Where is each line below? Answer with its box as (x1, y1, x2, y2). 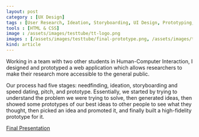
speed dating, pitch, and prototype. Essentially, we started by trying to (6, 88, 178, 95)
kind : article (6, 42, 41, 48)
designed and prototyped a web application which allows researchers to (6, 64, 182, 71)
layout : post (6, 8, 38, 15)
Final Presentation (6, 125, 50, 132)
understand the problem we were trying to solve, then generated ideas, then (6, 94, 192, 101)
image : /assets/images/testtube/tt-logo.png (6, 31, 120, 37)
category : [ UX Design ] (6, 14, 65, 20)
